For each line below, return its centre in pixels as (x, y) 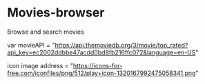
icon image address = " (40, 65)
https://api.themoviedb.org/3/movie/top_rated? (121, 45)
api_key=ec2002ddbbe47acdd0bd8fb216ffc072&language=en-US (101, 52)
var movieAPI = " (31, 45)
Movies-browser (56, 13)
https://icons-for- (98, 65)
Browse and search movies (46, 32)
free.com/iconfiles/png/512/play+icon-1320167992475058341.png (101, 73)
